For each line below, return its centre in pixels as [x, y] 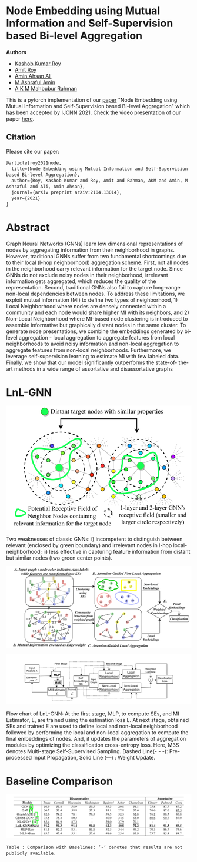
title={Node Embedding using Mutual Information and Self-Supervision [100, 169]
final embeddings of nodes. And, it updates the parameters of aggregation [96, 738]
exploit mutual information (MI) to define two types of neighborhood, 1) [92, 300]
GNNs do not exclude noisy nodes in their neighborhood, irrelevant [87, 275]
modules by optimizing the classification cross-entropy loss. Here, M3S [93, 745]
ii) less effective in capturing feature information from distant [117, 552]
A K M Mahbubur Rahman [46, 88]
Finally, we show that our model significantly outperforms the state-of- [92, 362]
